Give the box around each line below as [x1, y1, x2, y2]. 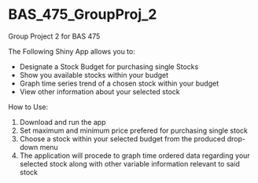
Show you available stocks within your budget [19, 70, 169, 79]
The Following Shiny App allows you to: [8, 46, 135, 56]
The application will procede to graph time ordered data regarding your [19, 151, 250, 160]
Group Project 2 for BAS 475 [8, 31, 101, 41]
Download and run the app [19, 117, 106, 126]
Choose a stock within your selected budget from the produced [19, 134, 226, 143]
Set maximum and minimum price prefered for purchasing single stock [19, 126, 248, 135]
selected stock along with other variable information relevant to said [19, 159, 240, 168]
